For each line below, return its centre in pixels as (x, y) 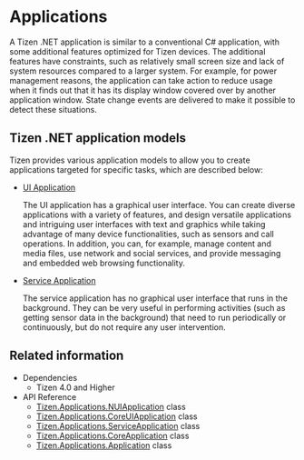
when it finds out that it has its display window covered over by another (143, 90)
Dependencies (50, 377)
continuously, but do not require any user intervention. (124, 327)
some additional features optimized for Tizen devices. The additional (137, 51)
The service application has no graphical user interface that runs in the (155, 298)
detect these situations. (53, 109)
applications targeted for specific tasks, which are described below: (136, 169)
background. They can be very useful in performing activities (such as (154, 307)
